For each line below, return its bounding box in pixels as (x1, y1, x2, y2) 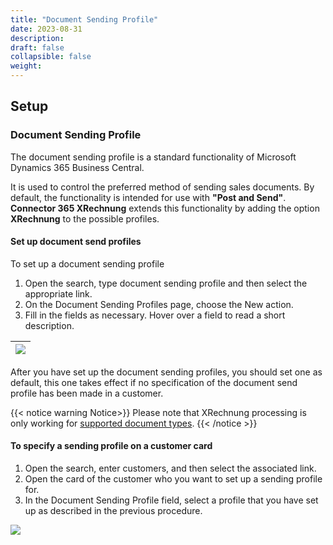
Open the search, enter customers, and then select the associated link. (24, 462, 317, 475)
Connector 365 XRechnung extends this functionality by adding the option (10, 202, 320, 214)
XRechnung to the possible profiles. (10, 212, 160, 225)
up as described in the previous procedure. (24, 505, 203, 517)
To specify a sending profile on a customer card (10, 440, 213, 452)
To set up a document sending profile (10, 257, 165, 270)
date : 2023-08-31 (10, 24, 83, 34)
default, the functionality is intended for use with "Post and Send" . (10, 191, 287, 203)
